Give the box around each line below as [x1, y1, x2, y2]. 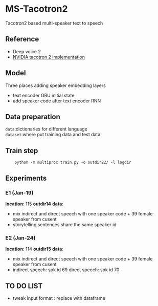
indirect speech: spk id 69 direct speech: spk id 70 [12, 267, 120, 273]
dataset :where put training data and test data [5, 132, 101, 138]
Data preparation [5, 112, 60, 121]
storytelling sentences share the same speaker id [12, 221, 117, 228]
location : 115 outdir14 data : [5, 201, 64, 207]
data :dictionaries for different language [5, 126, 88, 132]
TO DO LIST [5, 281, 43, 290]
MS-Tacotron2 [5, 3, 68, 15]
